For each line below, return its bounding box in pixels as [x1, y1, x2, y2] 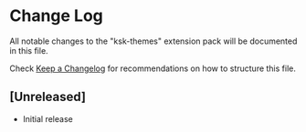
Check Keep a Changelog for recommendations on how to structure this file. [9, 63, 297, 74]
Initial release [22, 113, 73, 124]
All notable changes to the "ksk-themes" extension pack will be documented [9, 36, 298, 46]
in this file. [9, 45, 48, 56]
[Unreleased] [9, 89, 87, 105]
